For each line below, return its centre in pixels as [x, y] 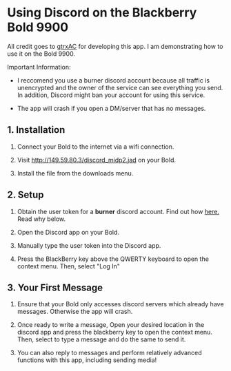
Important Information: [39, 67]
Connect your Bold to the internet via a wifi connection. [96, 147]
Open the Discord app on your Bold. [68, 232]
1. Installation [36, 130]
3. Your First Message [55, 287]
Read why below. [41, 219]
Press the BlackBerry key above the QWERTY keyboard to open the [113, 259]
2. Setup [26, 195]
